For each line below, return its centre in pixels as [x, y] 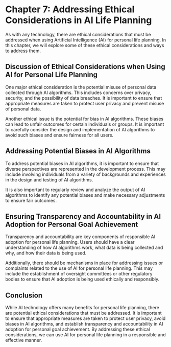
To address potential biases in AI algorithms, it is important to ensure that [82, 163]
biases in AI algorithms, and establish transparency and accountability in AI [84, 324]
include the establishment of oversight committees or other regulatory [79, 274]
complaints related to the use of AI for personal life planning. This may [79, 268]
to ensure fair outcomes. [31, 200]
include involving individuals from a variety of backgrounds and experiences [86, 174]
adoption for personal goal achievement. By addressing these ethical [78, 329]
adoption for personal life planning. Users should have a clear [70, 242]
